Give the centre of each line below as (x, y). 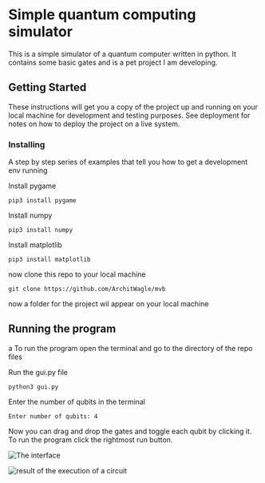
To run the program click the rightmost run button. (91, 439)
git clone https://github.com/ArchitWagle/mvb (87, 289)
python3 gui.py (34, 387)
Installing (27, 144)
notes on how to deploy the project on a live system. (94, 124)
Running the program (62, 329)
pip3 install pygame (43, 201)
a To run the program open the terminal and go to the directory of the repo (131, 348)
